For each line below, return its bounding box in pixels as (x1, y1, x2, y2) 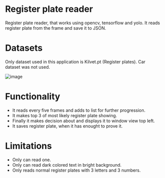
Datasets (5, 43, 43, 54)
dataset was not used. (5, 64, 50, 70)
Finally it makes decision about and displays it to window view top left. (12, 118, 155, 124)
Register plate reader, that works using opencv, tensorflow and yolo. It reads (5, 20, 160, 26)
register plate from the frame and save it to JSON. (5, 25, 106, 31)
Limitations (5, 140, 52, 151)
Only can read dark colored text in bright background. (12, 162, 122, 168)
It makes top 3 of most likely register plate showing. (12, 112, 117, 118)
